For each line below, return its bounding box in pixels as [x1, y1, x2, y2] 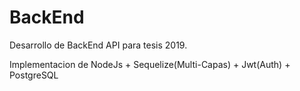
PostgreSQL [9, 69, 59, 81]
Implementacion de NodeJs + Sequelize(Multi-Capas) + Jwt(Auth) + [9, 58, 291, 70]
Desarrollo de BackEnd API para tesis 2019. [9, 39, 188, 51]
